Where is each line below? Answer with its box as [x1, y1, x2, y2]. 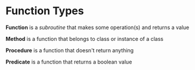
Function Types [5, 4, 84, 18]
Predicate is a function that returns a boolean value [5, 58, 132, 65]
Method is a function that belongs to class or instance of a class [5, 35, 163, 42]
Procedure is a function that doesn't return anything [5, 46, 134, 54]
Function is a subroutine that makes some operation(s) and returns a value [5, 24, 190, 31]
